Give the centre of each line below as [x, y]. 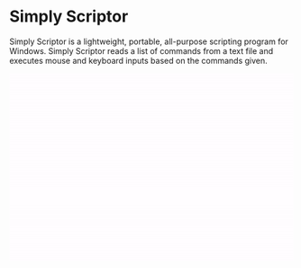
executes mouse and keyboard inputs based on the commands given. [138, 60]
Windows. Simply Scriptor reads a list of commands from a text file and [141, 50]
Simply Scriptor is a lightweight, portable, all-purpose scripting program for [149, 41]
